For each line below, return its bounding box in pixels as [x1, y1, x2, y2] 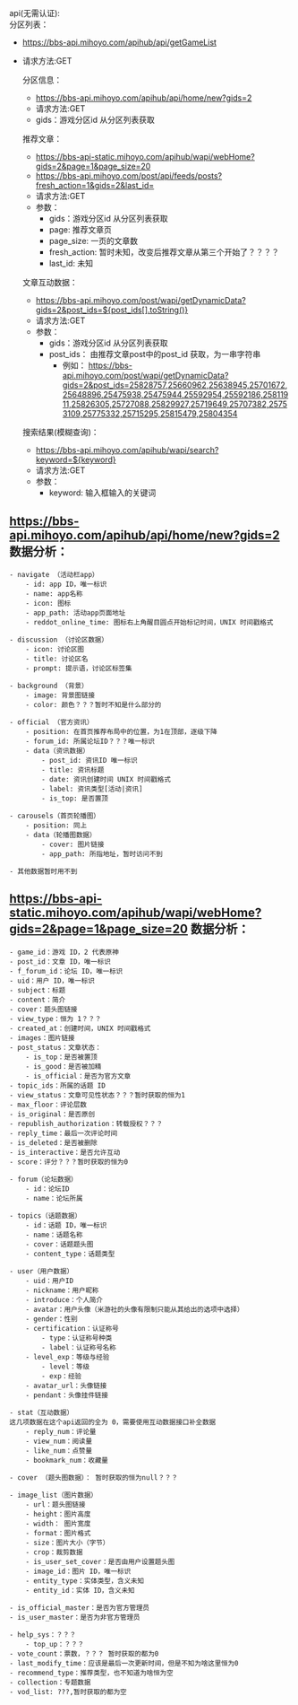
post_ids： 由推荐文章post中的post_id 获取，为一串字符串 [48, 349, 261, 359]
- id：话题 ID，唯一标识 [25, 1220, 107, 1229]
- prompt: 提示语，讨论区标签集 [25, 663, 132, 673]
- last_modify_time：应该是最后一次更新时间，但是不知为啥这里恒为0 [9, 1658, 239, 1667]
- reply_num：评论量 [25, 1427, 97, 1436]
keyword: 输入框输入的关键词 [48, 487, 157, 498]
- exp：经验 [41, 1371, 82, 1380]
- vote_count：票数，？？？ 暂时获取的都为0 [9, 1649, 159, 1658]
